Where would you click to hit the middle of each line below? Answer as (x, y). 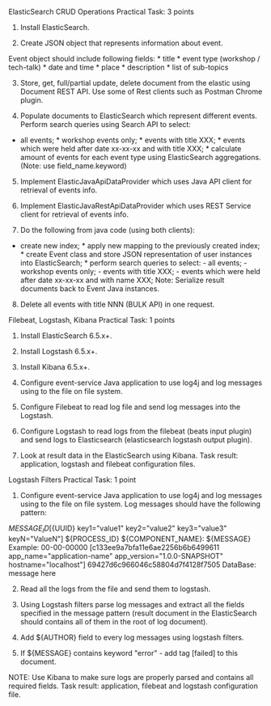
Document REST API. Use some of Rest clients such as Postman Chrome (141, 91)
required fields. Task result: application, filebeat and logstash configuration (133, 686)
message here (32, 573)
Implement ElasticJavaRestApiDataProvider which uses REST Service (135, 206)
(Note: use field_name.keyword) (73, 166)
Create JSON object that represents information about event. (121, 43)
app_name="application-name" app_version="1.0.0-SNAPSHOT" (116, 556)
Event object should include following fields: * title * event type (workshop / (134, 59)
